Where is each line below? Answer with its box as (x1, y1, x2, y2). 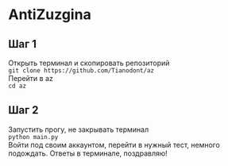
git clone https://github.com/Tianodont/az (8, 67, 155, 75)
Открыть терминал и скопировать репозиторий (8, 58, 170, 68)
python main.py (8, 133, 59, 141)
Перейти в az (8, 74, 53, 83)
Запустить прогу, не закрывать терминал (8, 125, 149, 134)
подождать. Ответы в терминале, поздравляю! (8, 149, 168, 158)
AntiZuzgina (8, 6, 91, 24)
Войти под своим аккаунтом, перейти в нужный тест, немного (8, 140, 220, 149)
